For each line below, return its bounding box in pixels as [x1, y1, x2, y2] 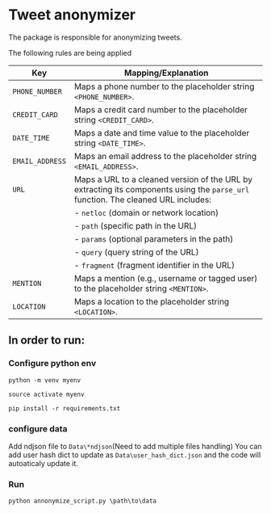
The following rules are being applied [8, 48, 132, 57]
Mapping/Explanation [123, 67, 209, 78]
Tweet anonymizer [8, 6, 135, 24]
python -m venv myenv [8, 376, 81, 385]
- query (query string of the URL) [73, 246, 199, 258]
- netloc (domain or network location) [73, 207, 219, 218]
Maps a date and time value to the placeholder [73, 127, 250, 138]
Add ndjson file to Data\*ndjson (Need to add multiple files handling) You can [8, 441, 262, 451]
